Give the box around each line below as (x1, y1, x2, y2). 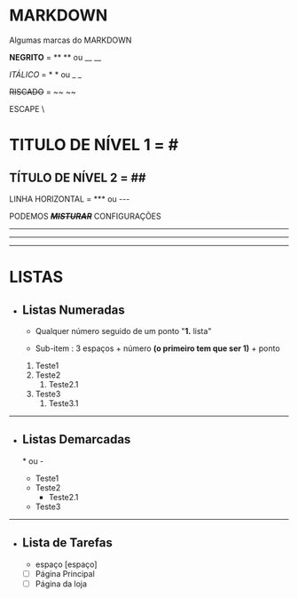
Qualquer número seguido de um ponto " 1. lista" (35, 325, 212, 336)
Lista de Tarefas (21, 535, 113, 551)
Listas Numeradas (21, 302, 126, 317)
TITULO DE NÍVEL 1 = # (9, 135, 179, 155)
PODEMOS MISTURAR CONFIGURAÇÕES (9, 211, 161, 221)
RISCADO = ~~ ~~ (9, 86, 77, 97)
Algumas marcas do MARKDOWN (9, 35, 132, 45)
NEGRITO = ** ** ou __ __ (9, 52, 102, 62)
